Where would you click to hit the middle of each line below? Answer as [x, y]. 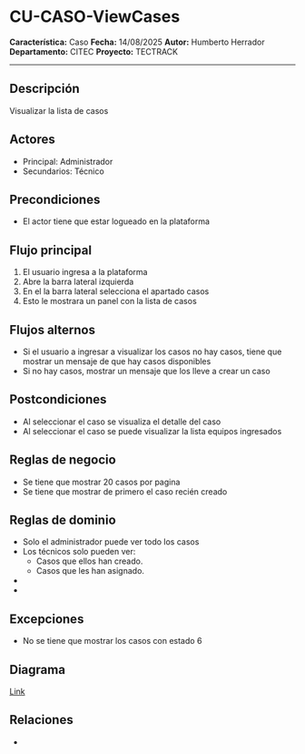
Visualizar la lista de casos [59, 110]
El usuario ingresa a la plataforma [85, 272]
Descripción [44, 89]
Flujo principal [51, 250]
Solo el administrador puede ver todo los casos [111, 542]
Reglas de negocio [63, 460]
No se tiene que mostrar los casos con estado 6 [112, 641]
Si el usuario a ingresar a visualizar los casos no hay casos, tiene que [152, 352]
